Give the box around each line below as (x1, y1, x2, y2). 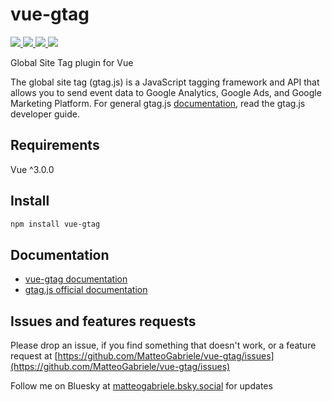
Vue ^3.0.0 (10, 163, 55, 175)
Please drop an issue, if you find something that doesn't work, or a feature (10, 339, 317, 352)
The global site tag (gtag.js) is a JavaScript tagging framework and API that (10, 76, 320, 88)
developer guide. (10, 108, 80, 120)
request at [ (10, 350, 58, 362)
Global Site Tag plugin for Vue (10, 56, 134, 68)
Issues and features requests (10, 313, 197, 330)
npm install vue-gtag (10, 219, 101, 229)
